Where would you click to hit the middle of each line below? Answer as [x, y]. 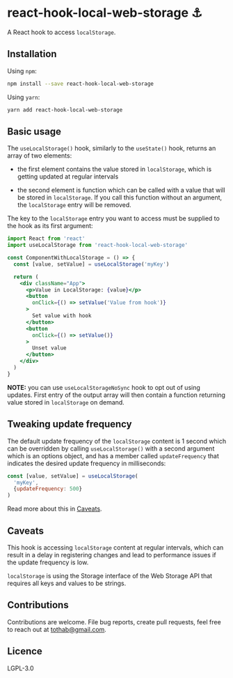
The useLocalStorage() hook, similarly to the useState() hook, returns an [112, 149]
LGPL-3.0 [21, 668]
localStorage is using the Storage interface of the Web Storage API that [110, 575]
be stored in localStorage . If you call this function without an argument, [120, 197]
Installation [32, 54]
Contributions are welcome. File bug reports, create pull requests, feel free [114, 621]
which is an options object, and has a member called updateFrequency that [113, 455]
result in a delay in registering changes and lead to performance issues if [112, 555]
